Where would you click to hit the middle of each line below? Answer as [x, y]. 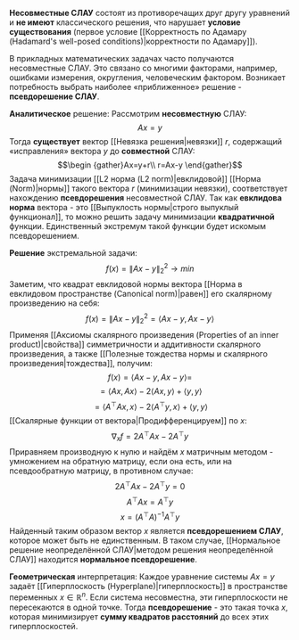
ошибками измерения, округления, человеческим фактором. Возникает [147, 78]
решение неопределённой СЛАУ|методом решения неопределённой [141, 550]
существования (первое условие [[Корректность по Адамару [128, 32]
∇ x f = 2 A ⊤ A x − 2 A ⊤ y [150, 436]
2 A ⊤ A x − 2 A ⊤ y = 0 [150, 485]
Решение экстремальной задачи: [74, 253]
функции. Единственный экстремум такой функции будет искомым [137, 226]
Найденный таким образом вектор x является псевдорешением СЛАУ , [146, 530]
